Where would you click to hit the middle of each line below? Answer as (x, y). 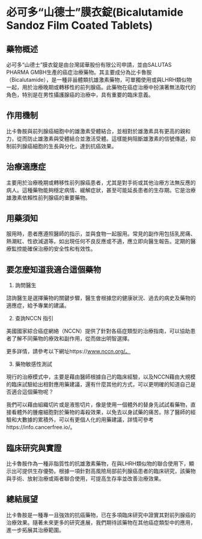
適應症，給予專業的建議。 (38, 306)
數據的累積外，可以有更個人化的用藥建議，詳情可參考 (88, 420)
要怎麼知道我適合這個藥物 (54, 269)
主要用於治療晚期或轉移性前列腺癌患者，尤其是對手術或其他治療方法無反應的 (101, 182)
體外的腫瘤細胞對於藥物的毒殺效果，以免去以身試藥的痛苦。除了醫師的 (103, 412)
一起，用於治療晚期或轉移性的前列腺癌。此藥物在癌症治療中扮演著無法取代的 (101, 87)
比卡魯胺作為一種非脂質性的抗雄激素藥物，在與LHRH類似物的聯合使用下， (98, 464)
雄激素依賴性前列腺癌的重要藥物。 (48, 197)
